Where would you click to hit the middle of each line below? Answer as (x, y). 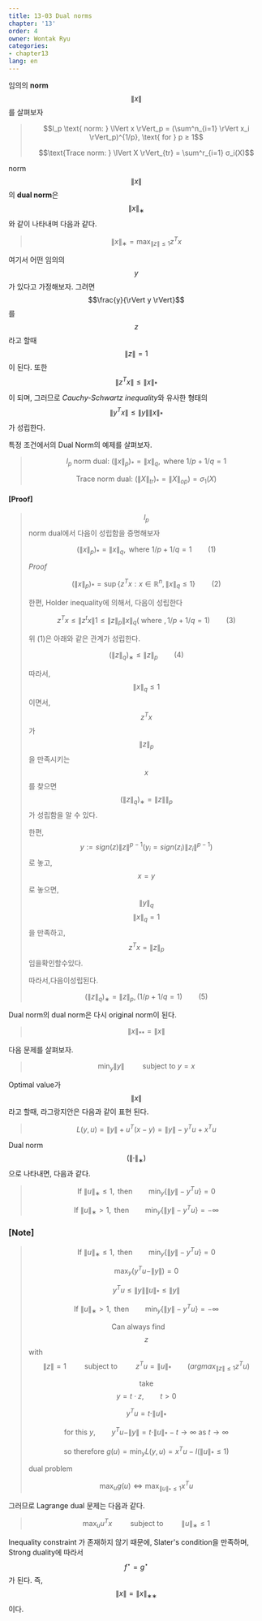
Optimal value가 (35, 1085)
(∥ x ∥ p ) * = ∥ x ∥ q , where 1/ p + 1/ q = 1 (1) (146, 550)
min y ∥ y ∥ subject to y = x (146, 1067)
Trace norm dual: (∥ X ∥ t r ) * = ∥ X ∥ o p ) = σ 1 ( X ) (146, 479)
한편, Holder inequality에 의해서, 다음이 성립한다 (105, 602)
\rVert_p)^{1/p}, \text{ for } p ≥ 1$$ (146, 137)
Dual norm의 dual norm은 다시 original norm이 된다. (92, 1015)
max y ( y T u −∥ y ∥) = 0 (146, 1271)
